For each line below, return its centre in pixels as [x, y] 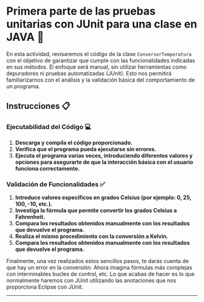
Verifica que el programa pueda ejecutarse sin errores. [86, 149]
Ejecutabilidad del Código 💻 [49, 127]
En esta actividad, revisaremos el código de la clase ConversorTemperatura [99, 54]
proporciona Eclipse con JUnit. [45, 287]
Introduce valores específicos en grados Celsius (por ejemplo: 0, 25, [103, 197]
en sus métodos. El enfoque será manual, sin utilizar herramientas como [97, 67]
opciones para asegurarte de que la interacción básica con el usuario [104, 162]
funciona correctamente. [47, 168]
